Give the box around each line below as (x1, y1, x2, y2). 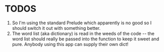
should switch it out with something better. (12, 25, 101, 31)
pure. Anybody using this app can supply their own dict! (12, 41, 129, 47)
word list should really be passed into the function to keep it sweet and (12, 36, 159, 42)
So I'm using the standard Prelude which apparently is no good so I (12, 20, 152, 26)
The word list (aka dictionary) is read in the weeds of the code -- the (12, 30, 155, 36)
